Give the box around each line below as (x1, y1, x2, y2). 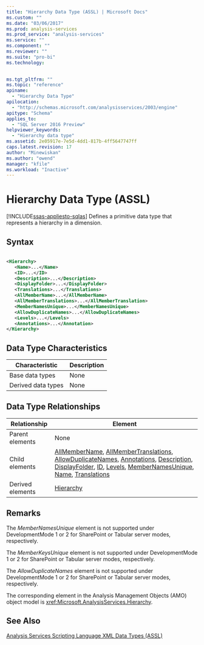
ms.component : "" (6, 43, 50, 49)
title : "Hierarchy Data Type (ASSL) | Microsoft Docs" (6, 8, 148, 15)
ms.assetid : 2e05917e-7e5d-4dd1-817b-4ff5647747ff (6, 138, 137, 144)
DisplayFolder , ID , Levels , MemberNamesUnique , (54, 462, 194, 471)
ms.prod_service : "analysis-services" (6, 32, 104, 38)
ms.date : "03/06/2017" (6, 20, 64, 26)
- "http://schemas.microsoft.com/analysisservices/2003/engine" (12, 104, 178, 110)
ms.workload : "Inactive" (6, 166, 69, 173)
